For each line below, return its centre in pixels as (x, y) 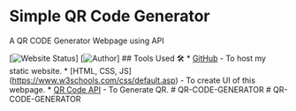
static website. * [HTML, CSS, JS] (71, 70)
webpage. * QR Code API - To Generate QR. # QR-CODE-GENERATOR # (140, 89)
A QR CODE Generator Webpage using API (87, 41)
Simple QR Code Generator (110, 16)
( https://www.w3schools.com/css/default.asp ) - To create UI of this (133, 80)
